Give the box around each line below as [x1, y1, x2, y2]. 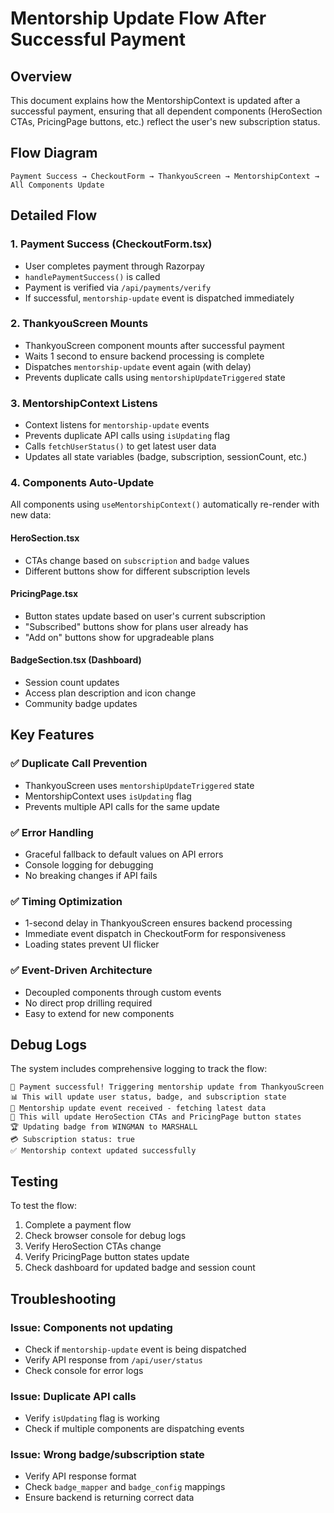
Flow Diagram [10, 145, 98, 162]
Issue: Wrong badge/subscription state [10, 1448, 205, 1462]
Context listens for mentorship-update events [24, 419, 210, 431]
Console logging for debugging [24, 858, 154, 871]
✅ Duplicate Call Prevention [10, 757, 148, 771]
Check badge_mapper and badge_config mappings [24, 1481, 226, 1493]
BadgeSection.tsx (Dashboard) [10, 654, 142, 666]
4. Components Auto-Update [10, 476, 155, 490]
